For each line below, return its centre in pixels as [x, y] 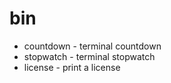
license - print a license [72, 67]
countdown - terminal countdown [92, 46]
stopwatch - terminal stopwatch [89, 56]
